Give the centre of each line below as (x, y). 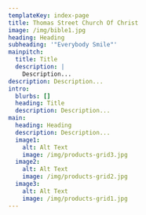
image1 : (28, 140)
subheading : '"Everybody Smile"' (63, 45)
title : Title (36, 60)
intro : (19, 89)
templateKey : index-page (49, 15)
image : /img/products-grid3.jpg (75, 154)
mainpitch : (26, 52)
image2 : (28, 162)
